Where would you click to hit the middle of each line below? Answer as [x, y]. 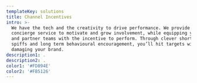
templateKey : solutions [35, 11]
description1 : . [26, 55]
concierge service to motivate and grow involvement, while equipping [99, 33]
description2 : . [26, 60]
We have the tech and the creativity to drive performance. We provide [101, 28]
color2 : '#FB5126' [28, 71]
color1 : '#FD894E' [28, 66]
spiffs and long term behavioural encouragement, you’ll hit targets [98, 44]
